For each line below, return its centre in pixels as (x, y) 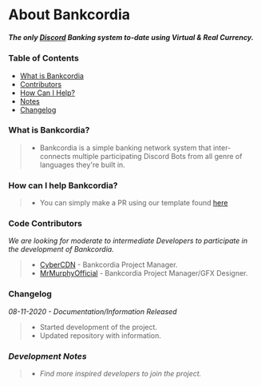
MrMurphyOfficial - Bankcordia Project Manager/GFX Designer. (144, 273)
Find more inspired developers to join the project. (121, 374)
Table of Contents (44, 58)
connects (55, 156)
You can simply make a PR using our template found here (134, 203)
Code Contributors (45, 224)
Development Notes (47, 356)
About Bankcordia (69, 15)
